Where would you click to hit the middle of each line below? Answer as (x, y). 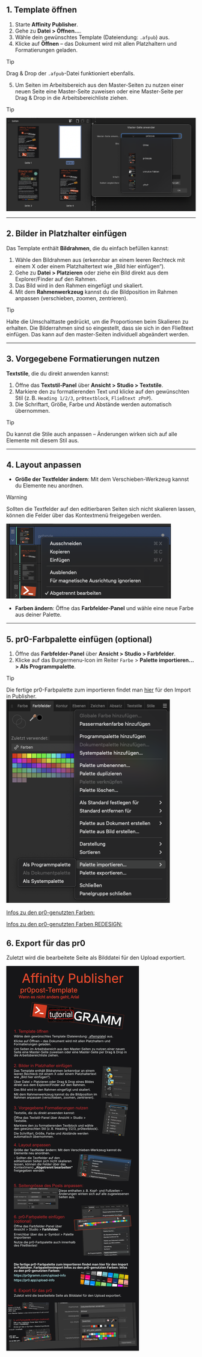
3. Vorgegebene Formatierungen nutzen (83, 359)
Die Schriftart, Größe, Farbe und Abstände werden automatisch (93, 404)
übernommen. (32, 410)
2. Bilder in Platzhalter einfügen (67, 234)
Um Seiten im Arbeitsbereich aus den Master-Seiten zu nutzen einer (99, 85)
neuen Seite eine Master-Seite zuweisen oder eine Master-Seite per (99, 91)
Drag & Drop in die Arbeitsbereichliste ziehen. (71, 97)
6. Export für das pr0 (46, 943)
